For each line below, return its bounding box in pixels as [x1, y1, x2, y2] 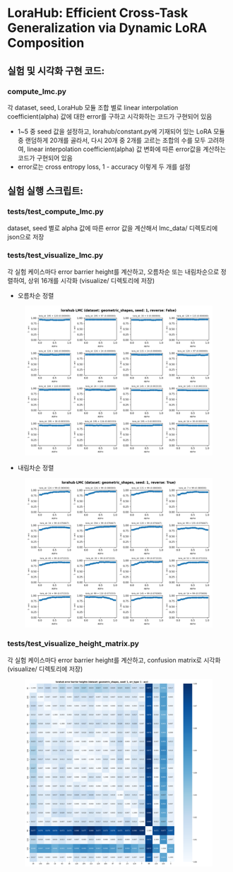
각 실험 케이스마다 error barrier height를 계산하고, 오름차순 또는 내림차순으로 [7, 267, 220, 276]
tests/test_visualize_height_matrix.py [7, 639, 140, 649]
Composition [7, 35, 85, 51]
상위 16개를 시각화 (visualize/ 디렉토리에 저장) [28, 276, 155, 285]
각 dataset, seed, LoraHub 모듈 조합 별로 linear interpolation [7, 103, 179, 112]
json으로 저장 [7, 232, 44, 241]
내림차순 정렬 [17, 464, 54, 472]
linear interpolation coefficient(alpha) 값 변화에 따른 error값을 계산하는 [27, 145, 226, 153]
